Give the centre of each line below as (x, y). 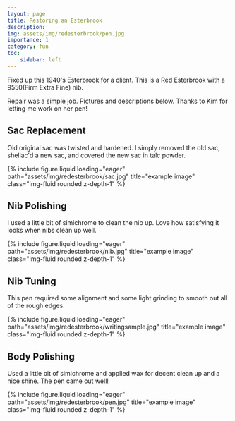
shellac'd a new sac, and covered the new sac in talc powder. (96, 155)
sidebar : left (41, 60)
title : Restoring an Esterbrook (55, 20)
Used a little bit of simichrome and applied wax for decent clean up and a (114, 373)
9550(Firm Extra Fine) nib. (45, 87)
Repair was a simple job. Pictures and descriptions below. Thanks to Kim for (117, 101)
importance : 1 (28, 40)
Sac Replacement (47, 131)
